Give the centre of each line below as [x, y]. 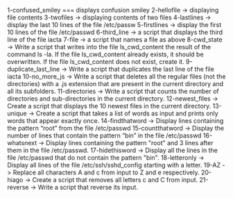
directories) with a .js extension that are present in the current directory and [115, 84]
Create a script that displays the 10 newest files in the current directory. [109, 106]
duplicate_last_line [34, 69]
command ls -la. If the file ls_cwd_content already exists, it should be [105, 54]
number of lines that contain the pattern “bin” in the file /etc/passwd [104, 135]
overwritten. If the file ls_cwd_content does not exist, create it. [96, 61]
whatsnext [22, 143]
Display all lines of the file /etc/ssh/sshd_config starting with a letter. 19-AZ [114, 165]
